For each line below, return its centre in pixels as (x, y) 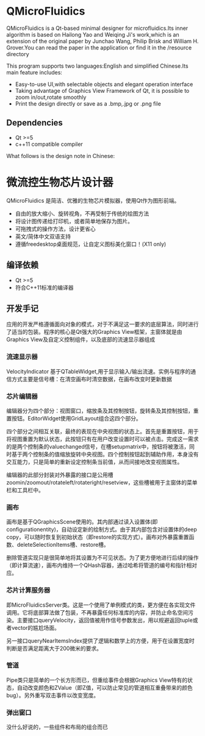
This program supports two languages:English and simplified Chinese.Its (97, 66)
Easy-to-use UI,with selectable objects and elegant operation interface (104, 84)
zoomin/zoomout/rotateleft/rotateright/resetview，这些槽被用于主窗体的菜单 (102, 482)
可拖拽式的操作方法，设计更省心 (55, 229)
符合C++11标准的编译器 (44, 287)
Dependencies (34, 123)
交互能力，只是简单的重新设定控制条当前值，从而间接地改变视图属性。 (95, 461)
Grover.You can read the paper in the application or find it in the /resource (99, 48)
